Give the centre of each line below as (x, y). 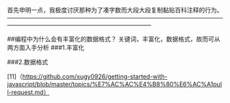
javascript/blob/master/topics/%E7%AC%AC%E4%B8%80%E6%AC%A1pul (115, 84)
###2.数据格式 (28, 62)
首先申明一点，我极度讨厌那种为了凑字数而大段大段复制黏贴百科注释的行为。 (115, 10)
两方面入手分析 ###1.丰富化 (46, 47)
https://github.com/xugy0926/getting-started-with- (95, 76)
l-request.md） (28, 92)
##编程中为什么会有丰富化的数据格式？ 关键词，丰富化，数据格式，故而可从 (114, 39)
